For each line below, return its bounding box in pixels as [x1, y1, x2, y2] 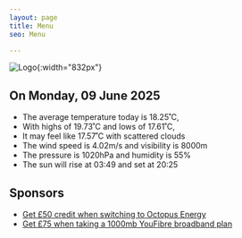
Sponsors [9, 185, 64, 200]
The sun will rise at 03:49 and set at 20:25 [21, 159, 179, 170]
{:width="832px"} [37, 62, 103, 72]
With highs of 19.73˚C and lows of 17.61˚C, [21, 122, 176, 132]
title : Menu [9, 21, 54, 30]
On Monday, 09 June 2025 [9, 88, 161, 103]
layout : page [9, 13, 58, 22]
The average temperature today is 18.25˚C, [21, 112, 180, 123]
